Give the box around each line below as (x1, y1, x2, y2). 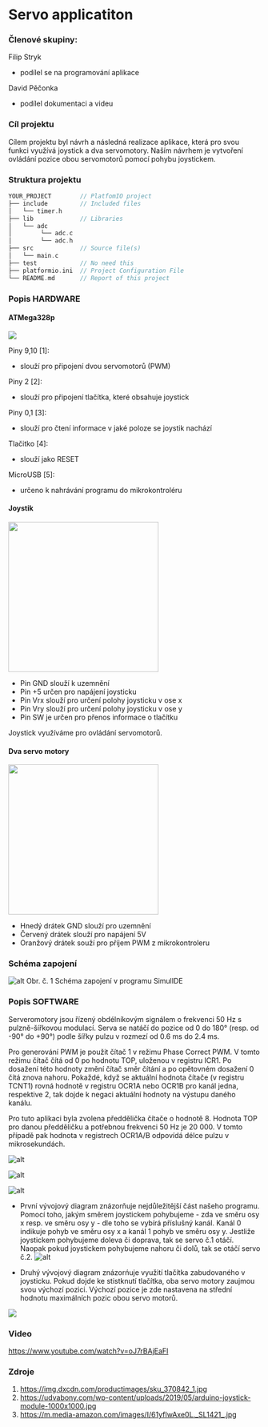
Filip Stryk (8, 52, 42, 62)
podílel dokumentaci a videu (19, 98, 114, 109)
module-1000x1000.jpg (19, 1401, 97, 1411)
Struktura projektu (8, 174, 82, 185)
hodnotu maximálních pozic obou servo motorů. (19, 1293, 178, 1302)
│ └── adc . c (8, 230, 74, 238)
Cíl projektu (8, 118, 54, 130)
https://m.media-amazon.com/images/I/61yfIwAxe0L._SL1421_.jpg (19, 1410, 238, 1420)
